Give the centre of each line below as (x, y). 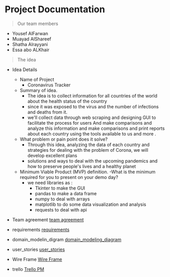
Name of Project (37, 79)
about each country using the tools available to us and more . (92, 133)
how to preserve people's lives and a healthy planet (82, 166)
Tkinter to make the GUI (60, 188)
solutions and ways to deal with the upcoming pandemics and (92, 161)
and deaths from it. (47, 112)
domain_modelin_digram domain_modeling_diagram (67, 239)
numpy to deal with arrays (63, 199)
